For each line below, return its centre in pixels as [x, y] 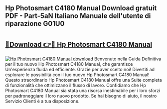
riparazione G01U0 [35, 24]
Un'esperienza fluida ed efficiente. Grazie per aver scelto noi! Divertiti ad [80, 69]
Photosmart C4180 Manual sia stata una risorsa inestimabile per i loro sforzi [83, 91]
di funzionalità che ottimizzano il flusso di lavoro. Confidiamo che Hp [76, 85]
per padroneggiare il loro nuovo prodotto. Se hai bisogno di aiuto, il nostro [81, 96]
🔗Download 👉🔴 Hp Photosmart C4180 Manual [79, 44]
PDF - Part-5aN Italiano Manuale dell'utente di [78, 16]
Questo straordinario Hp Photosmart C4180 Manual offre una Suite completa [83, 80]
